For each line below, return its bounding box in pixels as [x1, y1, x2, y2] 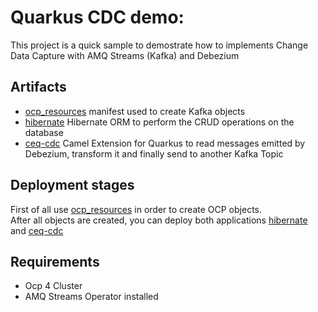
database [24, 126, 64, 138]
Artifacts [10, 79, 67, 96]
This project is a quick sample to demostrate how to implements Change [10, 39, 309, 51]
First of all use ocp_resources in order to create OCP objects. [10, 203, 262, 215]
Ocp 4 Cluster [24, 280, 83, 292]
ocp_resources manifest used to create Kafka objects [24, 105, 246, 117]
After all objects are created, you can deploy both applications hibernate [10, 214, 308, 226]
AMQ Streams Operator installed [24, 291, 159, 303]
